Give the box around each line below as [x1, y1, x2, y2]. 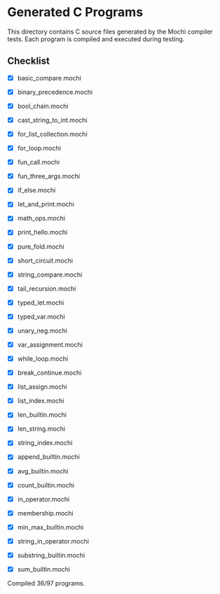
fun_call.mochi [17, 158, 60, 167]
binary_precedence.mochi [17, 88, 93, 96]
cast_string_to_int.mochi [17, 116, 88, 124]
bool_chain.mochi [17, 102, 69, 110]
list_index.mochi [17, 396, 64, 405]
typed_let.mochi [17, 298, 64, 307]
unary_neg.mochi [17, 326, 68, 335]
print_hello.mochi [17, 228, 68, 237]
